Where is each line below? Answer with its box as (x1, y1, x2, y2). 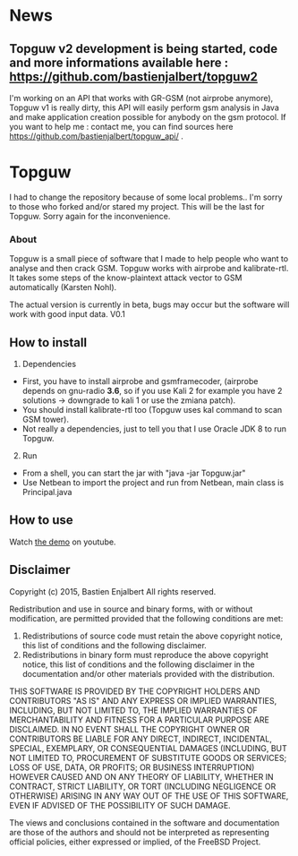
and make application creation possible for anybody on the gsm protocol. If (9, 112, 286, 122)
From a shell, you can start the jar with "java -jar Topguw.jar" (21, 467, 246, 479)
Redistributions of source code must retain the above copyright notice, (21, 630, 284, 641)
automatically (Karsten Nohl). (9, 282, 117, 293)
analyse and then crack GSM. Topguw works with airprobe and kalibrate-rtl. (9, 263, 289, 274)
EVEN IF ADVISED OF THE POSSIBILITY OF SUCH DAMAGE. (9, 800, 231, 810)
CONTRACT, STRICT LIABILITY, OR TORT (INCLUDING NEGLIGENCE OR (9, 781, 277, 792)
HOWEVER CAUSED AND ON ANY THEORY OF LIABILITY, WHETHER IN (9, 771, 275, 782)
